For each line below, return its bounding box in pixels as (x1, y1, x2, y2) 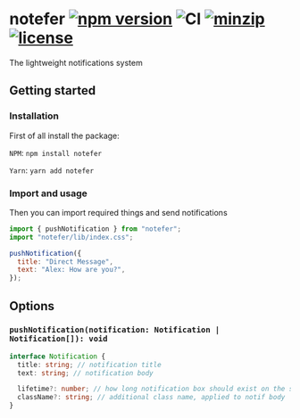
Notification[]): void (9, 334, 108, 344)
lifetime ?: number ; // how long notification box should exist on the (17, 384, 286, 394)
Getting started (9, 83, 96, 98)
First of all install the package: (9, 130, 121, 141)
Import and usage (9, 187, 87, 200)
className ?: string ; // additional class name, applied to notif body (17, 393, 286, 402)
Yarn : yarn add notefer (9, 165, 95, 176)
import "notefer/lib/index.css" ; (9, 233, 134, 242)
